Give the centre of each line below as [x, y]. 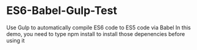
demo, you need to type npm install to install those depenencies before [96, 34]
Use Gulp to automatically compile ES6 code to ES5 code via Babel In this [99, 27]
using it [16, 40]
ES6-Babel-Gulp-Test [62, 11]
